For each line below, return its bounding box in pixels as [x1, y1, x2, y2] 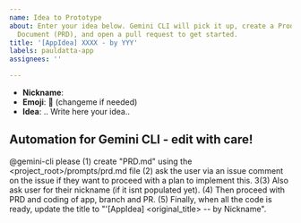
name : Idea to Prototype [9, 13, 102, 22]
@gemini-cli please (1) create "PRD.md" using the [9, 156, 193, 167]
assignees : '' [9, 55, 63, 64]
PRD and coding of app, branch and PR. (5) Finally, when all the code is [9, 193, 272, 204]
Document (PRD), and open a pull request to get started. [17, 30, 239, 39]
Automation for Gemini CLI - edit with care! [9, 132, 254, 148]
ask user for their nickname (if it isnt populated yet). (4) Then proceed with [9, 184, 285, 195]
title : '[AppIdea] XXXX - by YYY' [9, 38, 139, 47]
